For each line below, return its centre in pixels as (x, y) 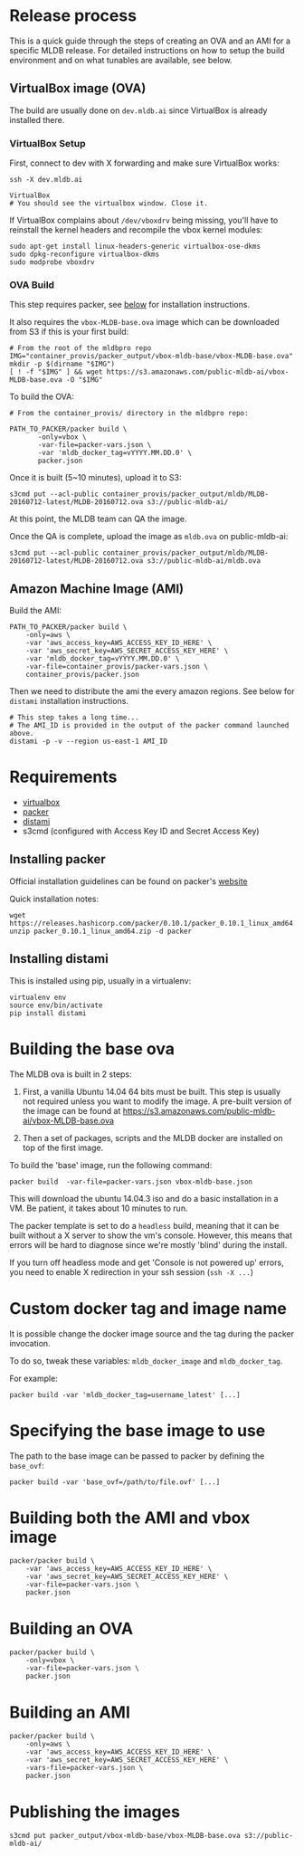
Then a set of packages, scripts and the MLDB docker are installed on (152, 1137)
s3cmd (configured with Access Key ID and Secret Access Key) (141, 831)
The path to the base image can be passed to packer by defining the (137, 1456)
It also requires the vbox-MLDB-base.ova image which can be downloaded (145, 322)
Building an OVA (71, 1628)
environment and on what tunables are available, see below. (121, 60)
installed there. (37, 119)
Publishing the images (95, 1812)
